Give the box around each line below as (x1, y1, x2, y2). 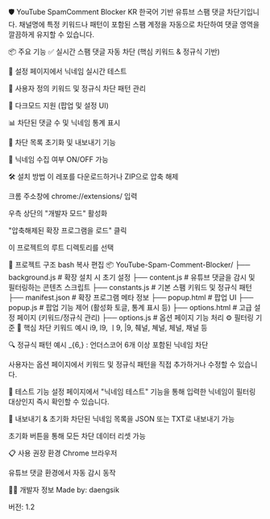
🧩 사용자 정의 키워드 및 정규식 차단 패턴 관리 (8, 84, 147, 93)
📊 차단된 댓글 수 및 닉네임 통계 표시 (8, 118, 121, 127)
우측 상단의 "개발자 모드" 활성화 (8, 209, 108, 218)
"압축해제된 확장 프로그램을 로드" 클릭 (8, 226, 127, 235)
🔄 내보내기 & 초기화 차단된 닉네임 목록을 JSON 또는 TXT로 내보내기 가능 (8, 414, 235, 423)
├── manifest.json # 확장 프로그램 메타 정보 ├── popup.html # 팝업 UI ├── (8, 293, 254, 302)
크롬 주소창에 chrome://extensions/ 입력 (8, 192, 138, 201)
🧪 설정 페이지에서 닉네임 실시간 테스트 (8, 67, 127, 76)
